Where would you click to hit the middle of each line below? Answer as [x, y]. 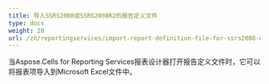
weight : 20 [26, 30]
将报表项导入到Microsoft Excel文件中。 [72, 72]
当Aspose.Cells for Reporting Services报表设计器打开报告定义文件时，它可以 [134, 62]
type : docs [26, 23]
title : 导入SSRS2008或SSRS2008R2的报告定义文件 [83, 16]
